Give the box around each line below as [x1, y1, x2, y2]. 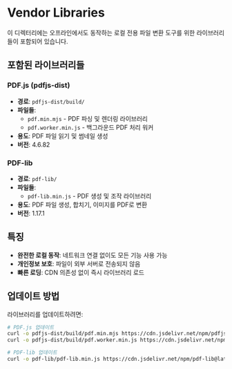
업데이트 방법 [7, 290, 60, 302]
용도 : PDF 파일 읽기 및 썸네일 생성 [17, 131, 108, 140]
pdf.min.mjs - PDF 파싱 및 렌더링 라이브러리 [27, 114, 148, 122]
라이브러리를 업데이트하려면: [7, 310, 84, 319]
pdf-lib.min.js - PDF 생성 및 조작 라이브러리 [27, 191, 152, 200]
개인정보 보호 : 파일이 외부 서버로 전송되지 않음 [17, 259, 141, 267]
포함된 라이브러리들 [7, 59, 85, 71]
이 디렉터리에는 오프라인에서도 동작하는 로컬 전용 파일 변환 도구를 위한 [7, 28, 195, 37]
